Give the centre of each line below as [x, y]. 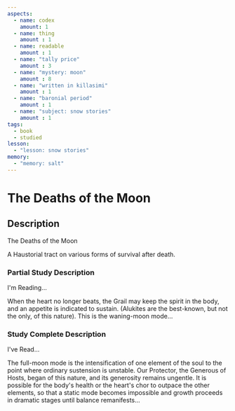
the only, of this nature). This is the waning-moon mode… [90, 316]
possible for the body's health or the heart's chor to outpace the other [109, 385]
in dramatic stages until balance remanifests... [74, 400]
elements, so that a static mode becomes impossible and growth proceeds [115, 393]
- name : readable [39, 46]
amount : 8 [36, 79]
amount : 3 [36, 66]
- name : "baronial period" [53, 99]
